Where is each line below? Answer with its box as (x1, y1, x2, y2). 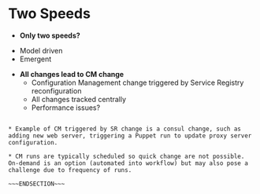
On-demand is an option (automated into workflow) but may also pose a (8, 159, 248, 167)
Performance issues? (31, 103, 101, 112)
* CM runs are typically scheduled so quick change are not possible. (8, 152, 245, 160)
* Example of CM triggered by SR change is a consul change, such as (8, 125, 242, 133)
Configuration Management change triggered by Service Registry (31, 78, 244, 87)
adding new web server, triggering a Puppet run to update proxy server (8, 131, 252, 140)
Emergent (19, 54, 52, 64)
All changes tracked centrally (31, 94, 127, 104)
